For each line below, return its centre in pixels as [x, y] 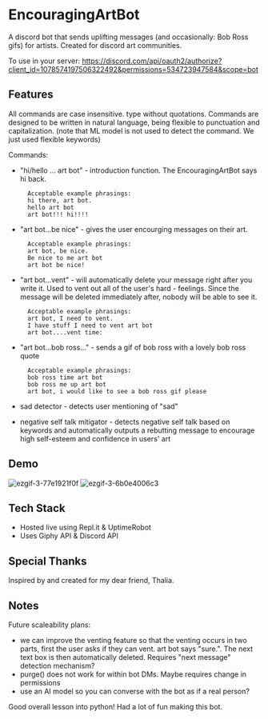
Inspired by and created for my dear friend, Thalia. [91, 581]
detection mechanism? [57, 666]
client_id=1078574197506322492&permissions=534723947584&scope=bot [133, 69]
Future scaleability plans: [49, 625]
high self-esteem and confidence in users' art [95, 438]
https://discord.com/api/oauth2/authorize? [152, 61]
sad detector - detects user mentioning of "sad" [99, 406]
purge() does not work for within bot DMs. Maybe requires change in [133, 674]
